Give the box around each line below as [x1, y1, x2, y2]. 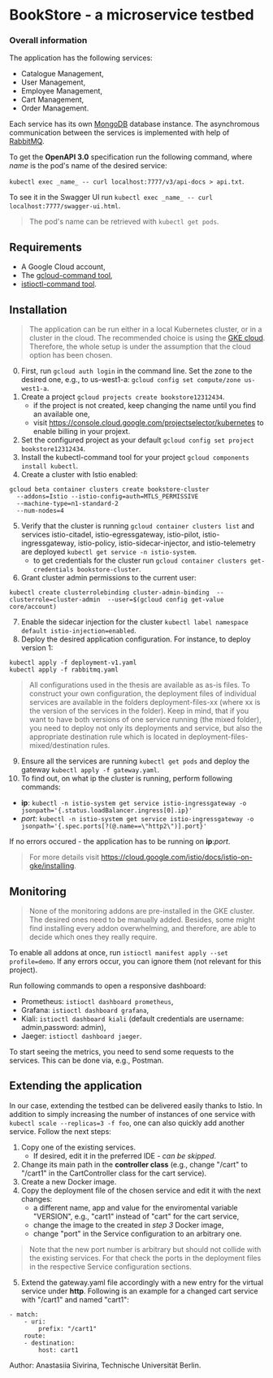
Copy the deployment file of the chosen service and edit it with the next [20, 1185, 262, 1195]
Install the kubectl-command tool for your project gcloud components [20, 453, 250, 463]
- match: [9, 1311, 39, 1319]
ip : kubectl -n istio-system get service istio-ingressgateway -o [20, 798, 247, 808]
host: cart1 [38, 1345, 80, 1354]
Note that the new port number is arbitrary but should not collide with [28, 1244, 262, 1254]
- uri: [24, 1317, 46, 1326]
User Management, [20, 77, 86, 87]
